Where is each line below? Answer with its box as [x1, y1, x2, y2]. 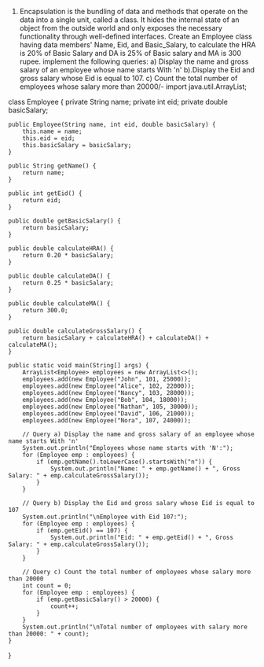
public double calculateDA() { [8, 272, 111, 280]
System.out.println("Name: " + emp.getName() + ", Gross [49, 465, 241, 473]
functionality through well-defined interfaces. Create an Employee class [19, 31, 253, 41]
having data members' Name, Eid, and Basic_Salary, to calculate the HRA [19, 40, 256, 50]
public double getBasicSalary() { [8, 217, 122, 225]
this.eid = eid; [22, 135, 76, 142]
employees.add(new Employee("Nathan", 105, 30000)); [22, 403, 199, 411]
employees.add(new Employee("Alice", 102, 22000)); [22, 382, 195, 390]
